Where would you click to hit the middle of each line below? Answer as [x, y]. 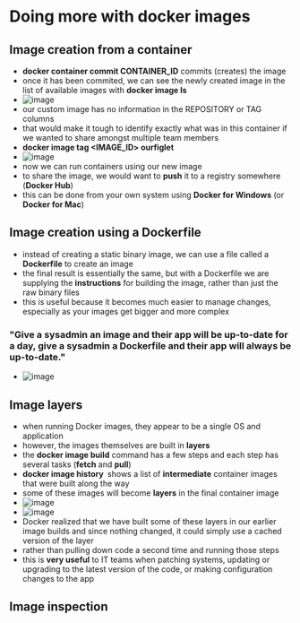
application [43, 436]
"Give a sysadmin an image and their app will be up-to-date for [149, 334]
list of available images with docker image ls [104, 90]
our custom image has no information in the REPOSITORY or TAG [142, 109]
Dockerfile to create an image [78, 264]
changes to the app [58, 578]
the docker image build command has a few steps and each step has [150, 454]
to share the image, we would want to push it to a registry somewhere [151, 176]
